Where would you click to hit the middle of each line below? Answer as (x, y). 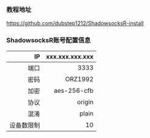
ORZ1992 (79, 79)
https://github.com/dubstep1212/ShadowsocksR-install (75, 23)
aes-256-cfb (74, 90)
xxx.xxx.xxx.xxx (70, 56)
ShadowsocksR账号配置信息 (48, 40)
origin (85, 102)
